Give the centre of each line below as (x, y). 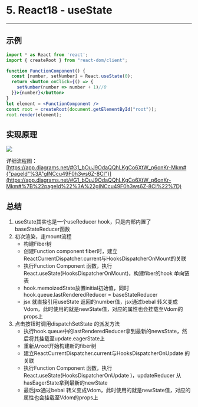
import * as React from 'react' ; (47, 55)
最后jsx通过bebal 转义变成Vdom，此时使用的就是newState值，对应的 (107, 390)
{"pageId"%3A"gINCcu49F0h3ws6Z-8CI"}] (59, 174)
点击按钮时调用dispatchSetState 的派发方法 (67, 324)
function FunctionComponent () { (46, 71)
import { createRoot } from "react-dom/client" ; (67, 60)
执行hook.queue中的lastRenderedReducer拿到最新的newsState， (103, 331)
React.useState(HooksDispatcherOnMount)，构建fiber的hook (98, 273)
